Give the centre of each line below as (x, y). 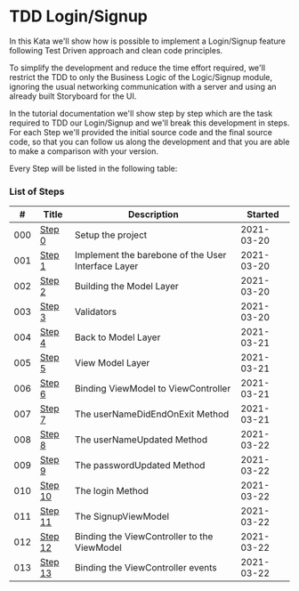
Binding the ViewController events (145, 568)
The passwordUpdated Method (140, 466)
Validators (96, 312)
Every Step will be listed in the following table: (93, 168)
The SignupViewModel (122, 516)
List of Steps (37, 191)
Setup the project (111, 235)
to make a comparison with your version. (84, 151)
